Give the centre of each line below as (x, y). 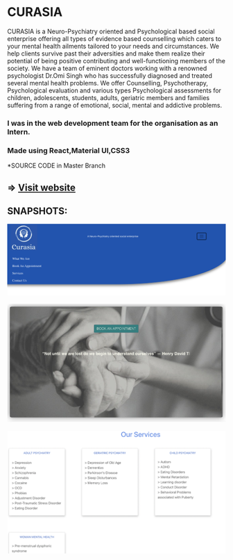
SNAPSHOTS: (37, 211)
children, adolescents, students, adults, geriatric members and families (109, 97)
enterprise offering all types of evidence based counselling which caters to (114, 38)
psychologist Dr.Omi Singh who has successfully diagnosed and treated (110, 75)
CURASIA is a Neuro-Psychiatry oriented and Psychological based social (111, 31)
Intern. (19, 131)
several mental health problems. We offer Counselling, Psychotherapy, (108, 83)
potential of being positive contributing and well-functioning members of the (116, 60)
